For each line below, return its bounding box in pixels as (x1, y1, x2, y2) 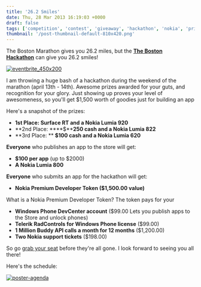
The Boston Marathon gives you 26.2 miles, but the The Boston (6, 47, 163, 54)
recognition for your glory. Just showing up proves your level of (6, 90, 163, 97)
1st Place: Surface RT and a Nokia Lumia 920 (14, 119, 129, 126)
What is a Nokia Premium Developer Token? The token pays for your (6, 196, 175, 203)
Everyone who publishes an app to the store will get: (6, 143, 136, 151)
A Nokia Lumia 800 (14, 161, 64, 169)
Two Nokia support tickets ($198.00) (14, 233, 108, 240)
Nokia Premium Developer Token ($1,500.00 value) (14, 185, 145, 192)
